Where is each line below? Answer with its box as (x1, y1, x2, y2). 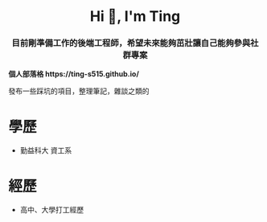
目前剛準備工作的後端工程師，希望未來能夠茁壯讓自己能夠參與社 (11, 38, 259, 49)
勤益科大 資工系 (19, 146, 72, 155)
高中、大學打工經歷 (19, 205, 84, 215)
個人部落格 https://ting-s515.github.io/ (8, 69, 139, 79)
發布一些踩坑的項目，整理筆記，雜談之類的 (8, 86, 150, 96)
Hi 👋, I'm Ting (89, 7, 181, 26)
